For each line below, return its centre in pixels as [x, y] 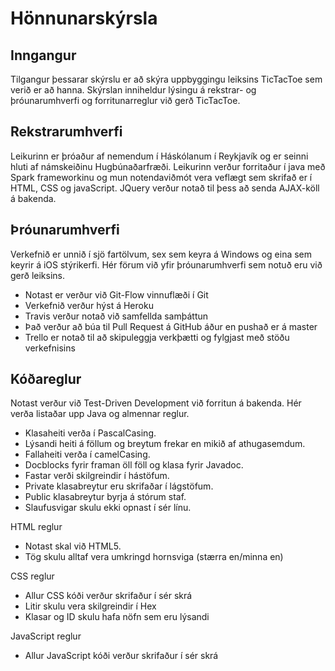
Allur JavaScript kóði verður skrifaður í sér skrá [121, 656]
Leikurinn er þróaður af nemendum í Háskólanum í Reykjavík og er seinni [159, 156]
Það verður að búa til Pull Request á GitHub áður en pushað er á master [171, 326]
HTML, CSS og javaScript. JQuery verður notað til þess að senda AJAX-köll [165, 188]
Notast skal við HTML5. [73, 546]
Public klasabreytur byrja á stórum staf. [105, 497]
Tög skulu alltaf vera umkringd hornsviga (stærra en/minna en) [154, 557]
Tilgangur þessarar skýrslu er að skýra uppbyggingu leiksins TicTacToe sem [166, 79]
